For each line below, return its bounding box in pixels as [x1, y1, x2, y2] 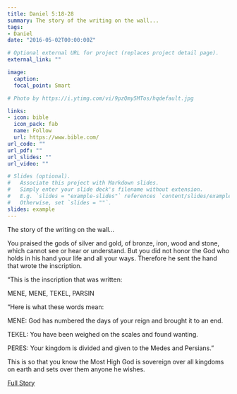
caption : [13, 75, 39, 82]
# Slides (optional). [7, 173, 71, 180]
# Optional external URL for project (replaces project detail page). [7, 50, 219, 57]
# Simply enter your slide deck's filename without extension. [7, 186, 203, 193]
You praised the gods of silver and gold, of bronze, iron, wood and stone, [7, 238, 220, 248]
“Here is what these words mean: [7, 302, 104, 311]
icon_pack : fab [13, 121, 59, 128]
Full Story [7, 378, 35, 387]
